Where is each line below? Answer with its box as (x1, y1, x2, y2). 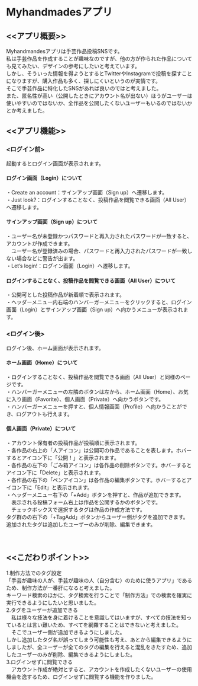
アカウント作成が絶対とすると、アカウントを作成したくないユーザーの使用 (11, 665, 192, 673)
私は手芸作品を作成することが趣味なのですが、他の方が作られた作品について (6, 55, 193, 62)
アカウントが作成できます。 (6, 240, 73, 247)
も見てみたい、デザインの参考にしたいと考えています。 (6, 63, 140, 69)
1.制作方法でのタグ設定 (6, 569, 62, 576)
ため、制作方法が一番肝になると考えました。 (6, 584, 115, 591)
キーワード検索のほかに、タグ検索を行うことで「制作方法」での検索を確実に (6, 591, 193, 599)
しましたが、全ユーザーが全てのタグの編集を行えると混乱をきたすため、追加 (6, 643, 193, 650)
